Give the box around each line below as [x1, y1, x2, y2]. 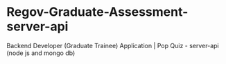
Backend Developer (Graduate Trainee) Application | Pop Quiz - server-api [6, 41, 219, 50]
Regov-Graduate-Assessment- [6, 4, 189, 20]
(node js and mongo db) [6, 49, 76, 57]
